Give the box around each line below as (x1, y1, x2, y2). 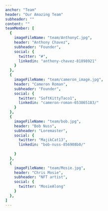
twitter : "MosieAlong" (18, 184, 66, 189)
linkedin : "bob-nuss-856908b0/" (18, 142, 86, 147)
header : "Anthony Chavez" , (14, 40, 70, 45)
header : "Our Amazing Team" (5, 12, 64, 17)
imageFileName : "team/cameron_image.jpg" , (14, 77, 104, 82)
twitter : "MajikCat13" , (18, 137, 68, 142)
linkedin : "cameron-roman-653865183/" (18, 100, 99, 105)
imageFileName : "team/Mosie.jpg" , (14, 165, 86, 170)
